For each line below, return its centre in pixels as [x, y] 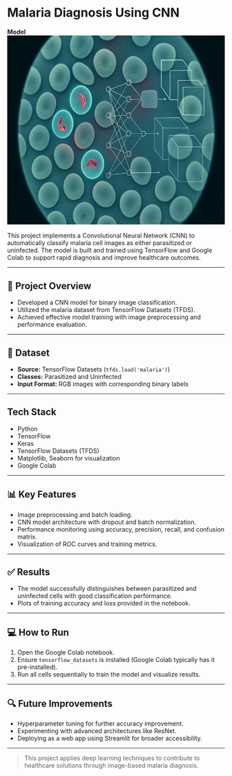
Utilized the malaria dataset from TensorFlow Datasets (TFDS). [106, 310]
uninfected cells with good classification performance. [95, 596]
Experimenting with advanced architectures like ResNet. [97, 731]
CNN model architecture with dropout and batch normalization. [107, 522]
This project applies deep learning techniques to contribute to [112, 758]
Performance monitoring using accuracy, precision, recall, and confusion [121, 529]
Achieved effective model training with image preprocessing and [109, 317]
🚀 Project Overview [49, 285]
